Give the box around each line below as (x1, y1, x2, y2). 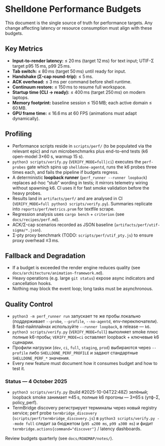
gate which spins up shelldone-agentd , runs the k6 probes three (27, 164, 157, 170)
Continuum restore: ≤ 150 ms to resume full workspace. (12, 84, 127, 90)
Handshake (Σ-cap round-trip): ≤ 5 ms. (12, 73, 94, 80)
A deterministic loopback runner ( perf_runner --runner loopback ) (12, 174, 148, 180)
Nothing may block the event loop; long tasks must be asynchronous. (12, 285, 153, 292)
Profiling (5, 130, 32, 138)
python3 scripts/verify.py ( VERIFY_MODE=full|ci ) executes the (12, 159, 141, 164)
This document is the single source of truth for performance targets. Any (5, 20, 153, 26)
